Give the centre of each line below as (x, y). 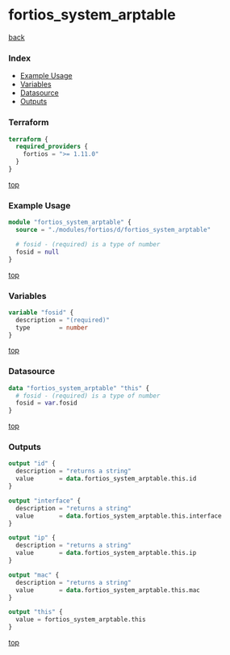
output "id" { (32, 464)
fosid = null (38, 252)
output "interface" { (45, 501)
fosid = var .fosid (47, 403)
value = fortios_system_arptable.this (81, 619)
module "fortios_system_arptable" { (70, 223)
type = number (52, 327)
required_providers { (52, 147)
